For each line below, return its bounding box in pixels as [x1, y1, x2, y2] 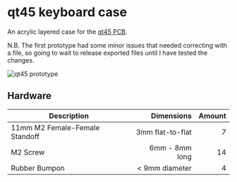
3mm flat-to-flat [135, 127, 192, 137]
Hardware [7, 90, 51, 102]
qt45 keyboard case [7, 4, 128, 20]
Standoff [11, 131, 40, 141]
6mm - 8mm [149, 143, 192, 152]
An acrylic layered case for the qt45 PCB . [7, 27, 128, 36]
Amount [198, 110, 226, 120]
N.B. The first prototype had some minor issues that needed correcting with [7, 41, 228, 49]
